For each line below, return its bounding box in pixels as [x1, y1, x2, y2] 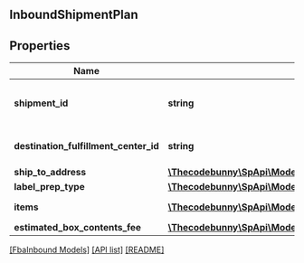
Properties [9, 38, 71, 53]
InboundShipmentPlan [9, 7, 138, 23]
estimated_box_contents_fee [14, 221, 142, 234]
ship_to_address [14, 166, 87, 179]
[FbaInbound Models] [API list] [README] [9, 244, 165, 256]
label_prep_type [14, 181, 85, 193]
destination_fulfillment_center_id [14, 140, 160, 153]
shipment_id [14, 97, 69, 109]
